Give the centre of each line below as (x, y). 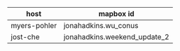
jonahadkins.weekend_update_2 (116, 37)
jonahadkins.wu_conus (101, 25)
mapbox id (116, 14)
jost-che (25, 37)
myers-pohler (34, 25)
